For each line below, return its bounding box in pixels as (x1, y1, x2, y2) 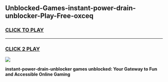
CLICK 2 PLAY (5, 45, 40, 52)
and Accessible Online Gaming (5, 71, 70, 77)
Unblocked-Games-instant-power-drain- (5, 4, 136, 12)
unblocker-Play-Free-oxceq (5, 12, 94, 20)
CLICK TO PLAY (5, 27, 44, 34)
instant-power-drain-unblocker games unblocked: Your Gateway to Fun (5, 66, 157, 72)
